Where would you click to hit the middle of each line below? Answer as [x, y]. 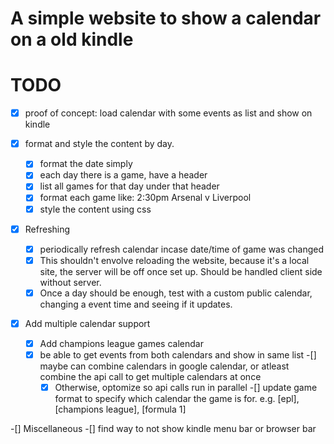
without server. [70, 282]
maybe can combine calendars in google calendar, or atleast [164, 366]
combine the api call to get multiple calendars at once [150, 376]
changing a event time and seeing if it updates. [136, 304]
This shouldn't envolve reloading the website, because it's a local [174, 260]
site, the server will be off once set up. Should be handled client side [181, 271]
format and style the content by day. [99, 144]
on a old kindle [72, 39]
